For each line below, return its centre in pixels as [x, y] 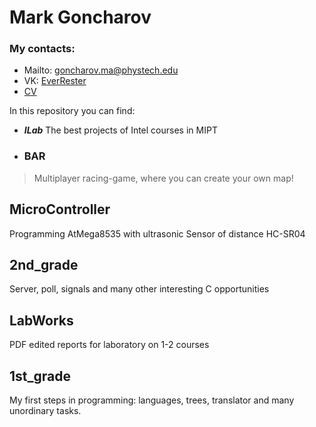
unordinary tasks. [45, 411]
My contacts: [42, 49]
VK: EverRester [55, 81]
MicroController [60, 209]
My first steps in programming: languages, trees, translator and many [152, 400]
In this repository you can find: [72, 111]
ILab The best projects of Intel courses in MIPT [120, 130]
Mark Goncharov [80, 17]
